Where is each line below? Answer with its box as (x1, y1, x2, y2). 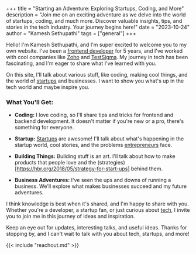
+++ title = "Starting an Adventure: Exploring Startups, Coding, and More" (6, 5, 184, 12)
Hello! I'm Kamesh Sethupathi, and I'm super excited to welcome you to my (6, 41, 187, 48)
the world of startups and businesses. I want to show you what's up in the (6, 77, 184, 84)
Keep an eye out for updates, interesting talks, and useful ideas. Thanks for (6, 224, 187, 231)
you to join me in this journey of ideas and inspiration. (6, 213, 135, 220)
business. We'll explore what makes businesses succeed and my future (14, 183, 187, 190)
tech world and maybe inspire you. (6, 84, 90, 90)
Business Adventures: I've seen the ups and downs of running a (14, 177, 171, 184)
